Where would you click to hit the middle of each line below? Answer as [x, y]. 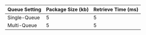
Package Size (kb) [67, 9]
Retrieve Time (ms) [116, 9]
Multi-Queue [22, 25]
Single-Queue [24, 17]
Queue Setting [24, 9]
